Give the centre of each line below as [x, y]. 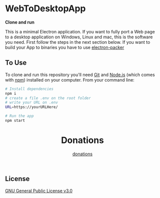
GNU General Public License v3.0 [39, 191]
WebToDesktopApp [45, 9]
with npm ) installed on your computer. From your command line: [70, 80]
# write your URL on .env [31, 103]
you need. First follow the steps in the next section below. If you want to [78, 42]
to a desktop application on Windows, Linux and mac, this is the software [79, 37]
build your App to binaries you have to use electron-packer [65, 47]
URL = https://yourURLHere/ [31, 107]
